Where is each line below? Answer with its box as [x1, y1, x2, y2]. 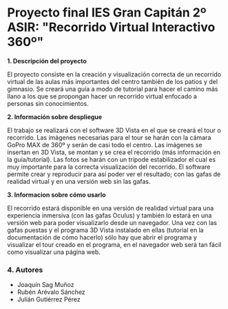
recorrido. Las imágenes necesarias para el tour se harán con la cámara [7, 133, 211, 142]
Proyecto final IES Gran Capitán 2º [7, 5, 207, 21]
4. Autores [7, 265, 43, 275]
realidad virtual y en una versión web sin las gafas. [7, 177, 151, 185]
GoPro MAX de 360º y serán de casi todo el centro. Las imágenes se [7, 140, 203, 149]
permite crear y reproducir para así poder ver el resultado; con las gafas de [7, 170, 221, 178]
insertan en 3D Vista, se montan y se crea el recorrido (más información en [7, 148, 220, 156]
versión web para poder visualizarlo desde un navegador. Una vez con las [7, 218, 217, 226]
